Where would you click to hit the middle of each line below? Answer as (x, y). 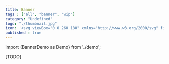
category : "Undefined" (29, 19)
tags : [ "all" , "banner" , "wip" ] (40, 14)
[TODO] (13, 57)
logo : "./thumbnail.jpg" (31, 24)
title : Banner (20, 10)
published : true (23, 33)
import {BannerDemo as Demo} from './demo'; (53, 47)
